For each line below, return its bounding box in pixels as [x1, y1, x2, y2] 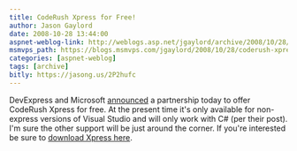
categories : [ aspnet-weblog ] [9, 54, 117, 63]
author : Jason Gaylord [9, 21, 93, 30]
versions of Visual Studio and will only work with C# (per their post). [39, 113, 288, 124]
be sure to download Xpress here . [9, 132, 133, 142]
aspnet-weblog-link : [9, 37, 86, 47]
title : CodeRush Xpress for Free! [9, 12, 137, 22]
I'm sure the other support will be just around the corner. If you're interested [9, 123, 286, 133]
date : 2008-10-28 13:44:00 [9, 29, 109, 38]
